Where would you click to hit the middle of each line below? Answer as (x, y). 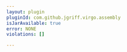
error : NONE (21, 29)
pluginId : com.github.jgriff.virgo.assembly (63, 18)
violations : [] (26, 34)
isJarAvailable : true (34, 23)
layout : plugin (26, 12)
